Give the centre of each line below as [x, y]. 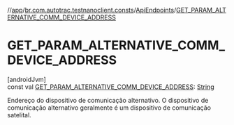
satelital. [19, 115]
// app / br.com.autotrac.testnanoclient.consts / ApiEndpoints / [92, 10]
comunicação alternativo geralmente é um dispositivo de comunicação [109, 108]
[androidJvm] [27, 79]
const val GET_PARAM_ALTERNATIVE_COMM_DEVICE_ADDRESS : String [111, 87]
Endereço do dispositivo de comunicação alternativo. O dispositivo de [108, 100]
